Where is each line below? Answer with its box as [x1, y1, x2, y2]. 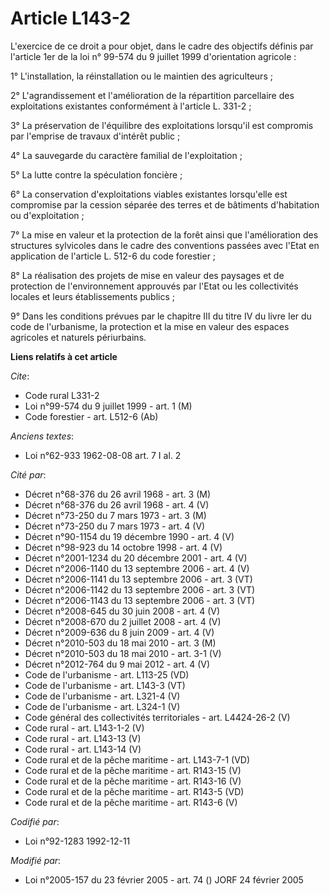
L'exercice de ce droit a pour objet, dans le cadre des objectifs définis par [10, 40, 314, 52]
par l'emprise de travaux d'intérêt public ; [10, 130, 181, 142]
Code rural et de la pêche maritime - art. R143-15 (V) [24, 764, 242, 776]
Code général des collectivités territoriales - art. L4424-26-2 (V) [24, 711, 291, 723]
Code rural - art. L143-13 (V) [24, 732, 142, 744]
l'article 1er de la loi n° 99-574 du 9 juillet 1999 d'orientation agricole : [10, 50, 297, 62]
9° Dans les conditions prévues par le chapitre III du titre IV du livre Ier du [10, 310, 312, 322]
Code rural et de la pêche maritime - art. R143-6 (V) [24, 796, 238, 808]
